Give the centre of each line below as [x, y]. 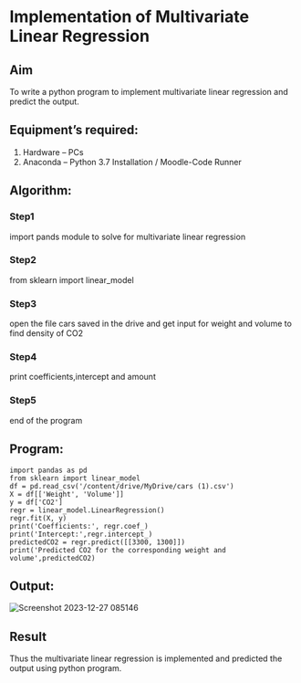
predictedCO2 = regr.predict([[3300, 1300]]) [97, 542]
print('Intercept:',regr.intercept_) [81, 534]
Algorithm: [41, 190]
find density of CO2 [47, 333]
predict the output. [44, 101]
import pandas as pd [49, 470]
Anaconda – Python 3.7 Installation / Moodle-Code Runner [132, 162]
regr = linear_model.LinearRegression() [88, 510]
